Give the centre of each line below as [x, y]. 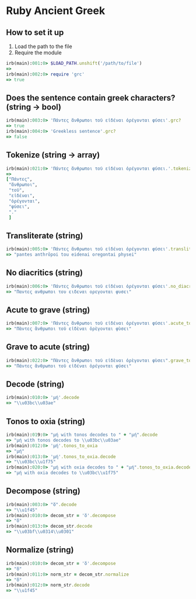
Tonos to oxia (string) [46, 421]
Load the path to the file [43, 46]
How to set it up [35, 32]
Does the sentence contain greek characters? [91, 98]
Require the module [38, 53]
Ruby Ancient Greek [56, 11]
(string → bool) [34, 107]
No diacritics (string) [45, 273]
